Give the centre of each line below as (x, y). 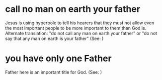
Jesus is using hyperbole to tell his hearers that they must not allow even (80, 23)
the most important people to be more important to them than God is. (76, 28)
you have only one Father (58, 59)
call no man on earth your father (73, 9)
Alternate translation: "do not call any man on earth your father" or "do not (81, 33)
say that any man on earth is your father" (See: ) (54, 39)
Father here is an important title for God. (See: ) (54, 72)
